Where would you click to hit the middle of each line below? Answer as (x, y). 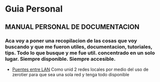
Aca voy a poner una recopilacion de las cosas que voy (71, 41)
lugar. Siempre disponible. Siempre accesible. (60, 59)
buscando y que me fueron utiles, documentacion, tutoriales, (79, 47)
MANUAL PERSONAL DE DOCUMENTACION (72, 27)
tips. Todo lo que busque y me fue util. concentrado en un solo (80, 53)
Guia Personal (34, 9)
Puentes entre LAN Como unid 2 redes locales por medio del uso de (80, 69)
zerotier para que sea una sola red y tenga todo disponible (71, 74)
